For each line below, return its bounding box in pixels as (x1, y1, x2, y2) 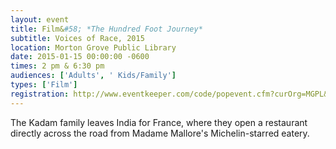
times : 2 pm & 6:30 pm (10, 61, 105, 71)
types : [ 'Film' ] (10, 80, 78, 90)
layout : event (10, 14, 70, 25)
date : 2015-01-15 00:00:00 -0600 (10, 52, 150, 62)
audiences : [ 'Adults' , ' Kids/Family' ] (10, 71, 177, 81)
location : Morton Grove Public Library (10, 42, 177, 53)
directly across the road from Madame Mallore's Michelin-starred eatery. (10, 127, 310, 139)
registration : (10, 89, 70, 99)
